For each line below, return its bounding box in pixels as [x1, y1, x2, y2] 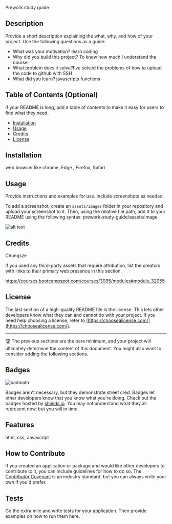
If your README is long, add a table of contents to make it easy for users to [5, 104, 164, 110]
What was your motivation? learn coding [12, 48, 98, 55]
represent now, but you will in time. [5, 406, 79, 412]
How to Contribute [5, 449, 66, 458]
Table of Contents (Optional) [5, 91, 98, 99]
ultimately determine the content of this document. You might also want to [5, 345, 162, 351]
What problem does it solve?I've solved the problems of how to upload [12, 64, 162, 71]
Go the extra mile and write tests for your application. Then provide [5, 508, 147, 514]
